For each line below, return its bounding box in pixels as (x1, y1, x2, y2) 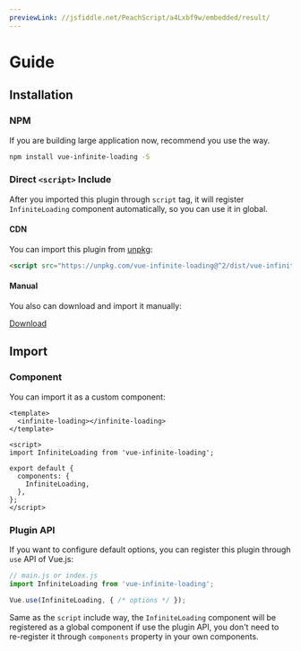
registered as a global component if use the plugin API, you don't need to (9, 621, 279, 632)
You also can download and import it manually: (9, 300, 182, 311)
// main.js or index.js (9, 571, 99, 580)
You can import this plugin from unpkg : (9, 243, 153, 254)
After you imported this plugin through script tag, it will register (9, 194, 245, 205)
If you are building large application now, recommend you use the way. (9, 135, 271, 145)
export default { (9, 463, 74, 472)
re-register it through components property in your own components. (9, 630, 259, 642)
